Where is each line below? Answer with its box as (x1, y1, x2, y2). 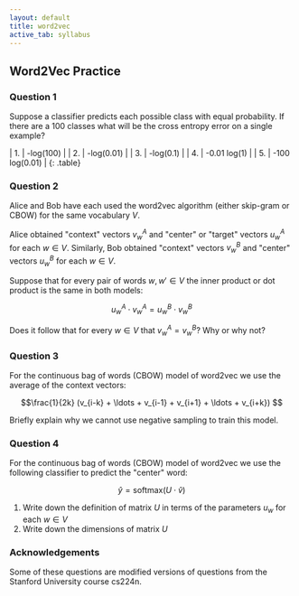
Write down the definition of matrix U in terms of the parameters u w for (22, 502, 286, 516)
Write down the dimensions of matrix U (22, 524, 169, 535)
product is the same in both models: (9, 284, 144, 295)
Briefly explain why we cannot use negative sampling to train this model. (9, 414, 279, 425)
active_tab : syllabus (9, 30, 91, 39)
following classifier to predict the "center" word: (9, 467, 188, 479)
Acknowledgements (9, 545, 100, 558)
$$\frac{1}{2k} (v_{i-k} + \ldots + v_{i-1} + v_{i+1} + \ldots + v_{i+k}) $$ (21, 396, 283, 407)
